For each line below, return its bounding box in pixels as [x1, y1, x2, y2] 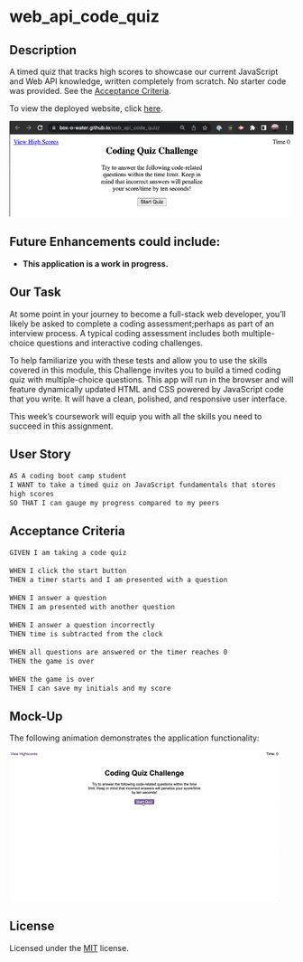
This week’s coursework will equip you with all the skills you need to [9, 410, 262, 421]
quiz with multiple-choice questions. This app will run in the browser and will [9, 373, 294, 385]
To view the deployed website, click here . [9, 103, 164, 114]
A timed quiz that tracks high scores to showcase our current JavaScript [9, 66, 279, 77]
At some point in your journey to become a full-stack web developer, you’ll [9, 308, 286, 319]
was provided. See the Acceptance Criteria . [9, 86, 171, 96]
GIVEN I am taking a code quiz [9, 549, 127, 558]
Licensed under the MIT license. [9, 942, 129, 953]
